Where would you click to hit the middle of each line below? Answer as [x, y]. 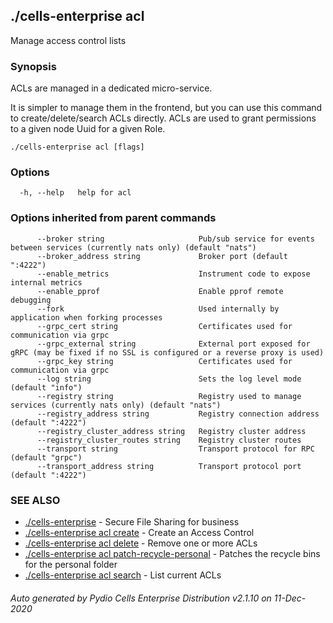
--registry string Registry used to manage [169, 396]
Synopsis [33, 66]
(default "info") [46, 387]
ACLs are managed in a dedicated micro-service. [111, 88]
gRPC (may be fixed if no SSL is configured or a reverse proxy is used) [167, 352]
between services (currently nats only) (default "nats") [133, 247]
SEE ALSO [35, 500]
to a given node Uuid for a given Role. [88, 129]
